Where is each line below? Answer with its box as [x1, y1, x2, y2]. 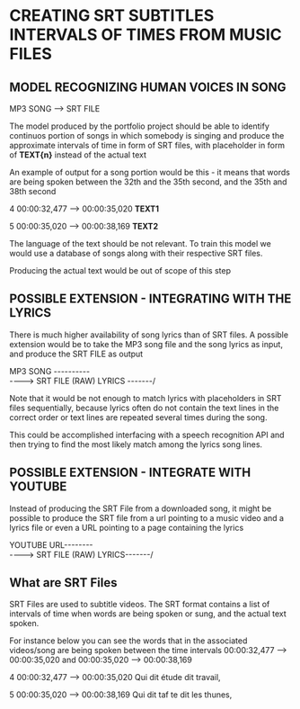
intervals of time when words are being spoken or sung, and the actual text [9, 608, 287, 619]
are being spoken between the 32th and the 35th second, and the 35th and [9, 176, 287, 187]
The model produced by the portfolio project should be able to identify [9, 121, 269, 131]
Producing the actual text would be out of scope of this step [9, 265, 232, 275]
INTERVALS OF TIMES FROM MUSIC [9, 24, 282, 45]
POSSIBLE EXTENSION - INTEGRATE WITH [9, 465, 251, 480]
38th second [9, 186, 57, 196]
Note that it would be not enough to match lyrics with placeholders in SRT [9, 392, 282, 403]
